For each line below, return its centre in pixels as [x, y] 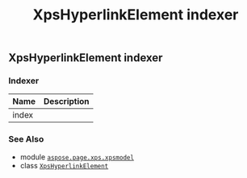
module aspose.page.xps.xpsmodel [77, 157]
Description [67, 101]
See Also [26, 139]
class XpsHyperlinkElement [64, 165]
